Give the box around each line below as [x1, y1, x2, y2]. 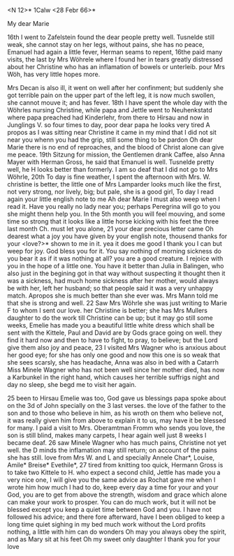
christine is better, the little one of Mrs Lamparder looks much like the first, [7, 180, 222, 188]
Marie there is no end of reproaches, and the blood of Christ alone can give [7, 143, 224, 151]
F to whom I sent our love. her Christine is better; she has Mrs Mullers [7, 307, 208, 314]
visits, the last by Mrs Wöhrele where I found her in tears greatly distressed [7, 55, 224, 64]
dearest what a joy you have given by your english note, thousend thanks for [7, 232, 228, 240]
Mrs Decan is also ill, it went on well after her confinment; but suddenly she [7, 84, 224, 92]
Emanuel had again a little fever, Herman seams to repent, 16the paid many [7, 48, 223, 56]
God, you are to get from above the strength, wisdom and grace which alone [7, 490, 227, 499]
